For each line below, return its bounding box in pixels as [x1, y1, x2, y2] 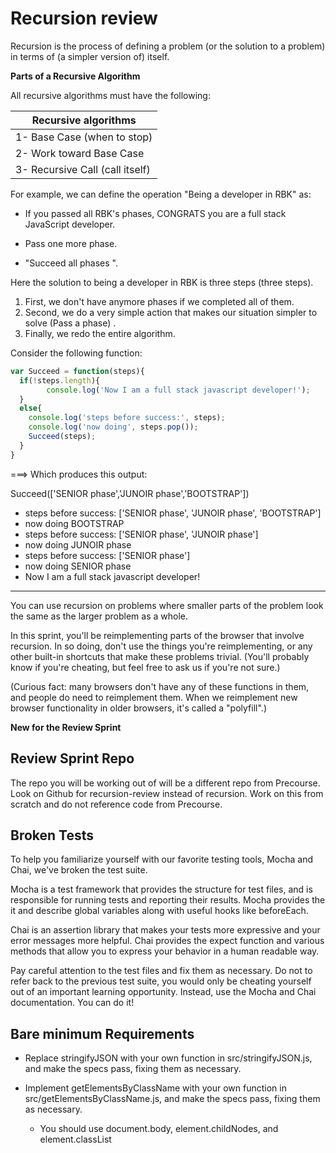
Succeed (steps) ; [28, 432, 97, 442]
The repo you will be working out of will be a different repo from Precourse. [10, 777, 321, 789]
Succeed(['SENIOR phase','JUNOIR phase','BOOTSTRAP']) [10, 487, 250, 499]
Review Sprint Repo [10, 750, 135, 767]
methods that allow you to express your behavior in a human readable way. [10, 945, 320, 957]
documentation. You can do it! [10, 997, 135, 1009]
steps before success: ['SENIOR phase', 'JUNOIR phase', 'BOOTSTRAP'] [24, 507, 322, 519]
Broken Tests [10, 827, 95, 844]
